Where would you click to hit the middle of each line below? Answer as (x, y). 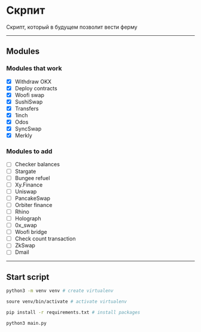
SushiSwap (29, 102)
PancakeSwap (33, 198)
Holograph (28, 218)
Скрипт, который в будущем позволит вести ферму (72, 27)
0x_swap (26, 226)
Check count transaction (45, 239)
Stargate (25, 171)
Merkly (24, 136)
